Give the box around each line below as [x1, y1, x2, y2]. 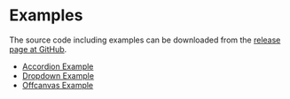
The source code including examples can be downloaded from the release [9, 34, 281, 45]
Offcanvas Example [21, 80, 94, 90]
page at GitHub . [9, 43, 67, 54]
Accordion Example [21, 61, 94, 72]
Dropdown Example [21, 70, 95, 80]
